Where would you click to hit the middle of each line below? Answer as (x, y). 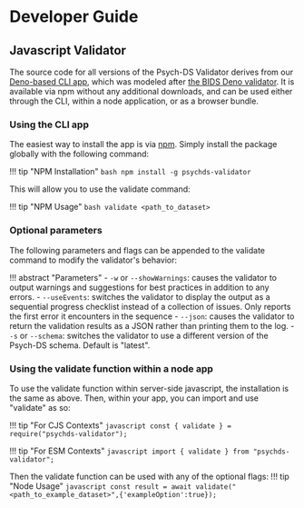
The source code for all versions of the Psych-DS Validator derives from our (152, 72)
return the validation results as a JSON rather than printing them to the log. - (152, 325)
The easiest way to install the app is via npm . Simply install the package (143, 144)
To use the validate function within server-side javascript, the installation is (149, 388)
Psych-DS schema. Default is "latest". (80, 345)
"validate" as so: (40, 407)
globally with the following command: (79, 154)
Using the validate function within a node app (111, 368)
